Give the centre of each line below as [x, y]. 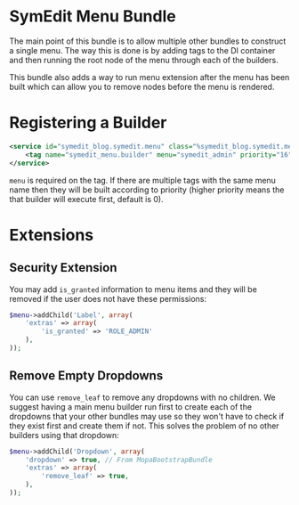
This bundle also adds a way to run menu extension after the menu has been [149, 77]
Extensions [52, 235]
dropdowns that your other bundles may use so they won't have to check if [147, 416]
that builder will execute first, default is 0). [86, 199]
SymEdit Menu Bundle [93, 16]
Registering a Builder [88, 123]
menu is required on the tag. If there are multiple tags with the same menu [142, 180]
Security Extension [63, 268]
